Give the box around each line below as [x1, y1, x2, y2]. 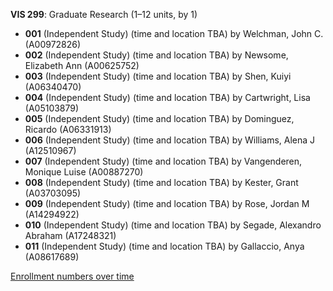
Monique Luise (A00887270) [24, 166, 144, 178]
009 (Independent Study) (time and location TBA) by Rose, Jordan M [24, 198, 310, 209]
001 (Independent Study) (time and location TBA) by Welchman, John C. [24, 28, 324, 39]
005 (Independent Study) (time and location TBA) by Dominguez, [24, 113, 295, 124]
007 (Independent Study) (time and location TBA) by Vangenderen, [24, 155, 303, 167]
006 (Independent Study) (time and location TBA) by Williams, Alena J [24, 134, 316, 146]
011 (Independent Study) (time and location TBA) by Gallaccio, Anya [24, 240, 305, 252]
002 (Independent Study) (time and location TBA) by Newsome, [24, 49, 289, 61]
